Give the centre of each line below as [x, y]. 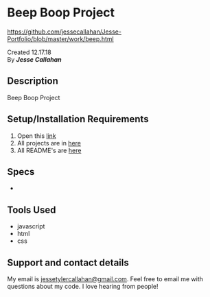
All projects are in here [49, 143]
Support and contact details [68, 262]
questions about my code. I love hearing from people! [83, 286]
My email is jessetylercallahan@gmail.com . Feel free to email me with [105, 279]
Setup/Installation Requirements [78, 119]
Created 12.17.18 [29, 52]
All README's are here [49, 150]
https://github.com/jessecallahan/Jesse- [65, 32]
